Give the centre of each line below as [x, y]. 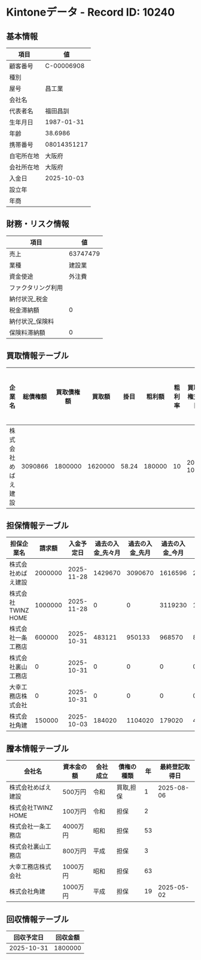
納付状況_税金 [29, 299]
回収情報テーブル [37, 919]
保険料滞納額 [28, 332]
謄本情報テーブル [37, 748]
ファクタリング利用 [36, 287]
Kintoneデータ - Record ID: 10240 [91, 12]
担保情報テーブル [37, 526]
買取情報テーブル [37, 356]
